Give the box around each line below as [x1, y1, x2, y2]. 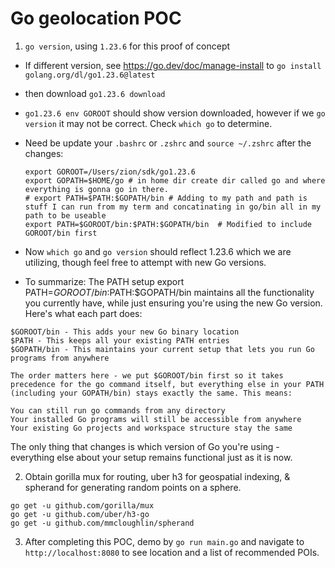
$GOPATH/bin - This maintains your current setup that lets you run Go [10, 344, 315, 354]
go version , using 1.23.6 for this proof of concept [24, 40, 231, 52]
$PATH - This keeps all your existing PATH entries [10, 335, 230, 346]
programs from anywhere [10, 353, 110, 363]
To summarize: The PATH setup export [24, 275, 185, 287]
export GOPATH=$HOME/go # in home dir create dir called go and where [24, 175, 326, 186]
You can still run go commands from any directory [10, 405, 226, 416]
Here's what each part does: [24, 307, 143, 319]
